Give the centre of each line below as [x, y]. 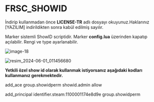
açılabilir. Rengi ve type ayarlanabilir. [42, 41]
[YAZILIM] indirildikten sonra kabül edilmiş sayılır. [54, 27]
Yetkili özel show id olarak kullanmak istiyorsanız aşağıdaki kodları [74, 70]
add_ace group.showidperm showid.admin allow [54, 85]
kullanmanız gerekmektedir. [34, 75]
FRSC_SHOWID [36, 9]
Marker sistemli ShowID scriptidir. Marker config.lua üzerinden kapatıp [76, 37]
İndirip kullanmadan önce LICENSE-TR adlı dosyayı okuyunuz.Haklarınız [77, 22]
